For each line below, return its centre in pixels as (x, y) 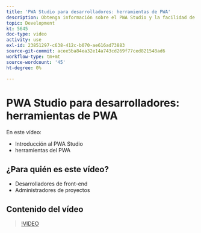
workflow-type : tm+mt (33, 57)
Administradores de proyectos (52, 190)
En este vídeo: (24, 132)
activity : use (24, 40)
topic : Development (31, 23)
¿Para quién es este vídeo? (58, 169)
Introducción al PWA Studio (49, 144)
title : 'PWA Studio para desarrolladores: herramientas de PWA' (88, 12)
